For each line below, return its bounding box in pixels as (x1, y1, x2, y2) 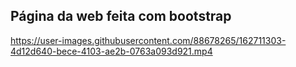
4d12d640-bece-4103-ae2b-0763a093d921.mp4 (10, 45, 213, 57)
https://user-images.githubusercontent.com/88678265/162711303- (10, 34, 287, 46)
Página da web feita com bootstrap (10, 8, 232, 25)
